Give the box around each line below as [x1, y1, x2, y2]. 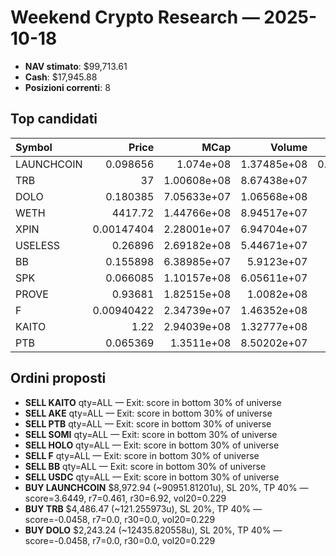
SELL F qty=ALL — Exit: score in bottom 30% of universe [24, 449, 260, 461]
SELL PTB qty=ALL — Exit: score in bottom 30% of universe [24, 417, 272, 430]
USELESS [15, 238, 60, 252]
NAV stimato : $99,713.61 [24, 60, 128, 72]
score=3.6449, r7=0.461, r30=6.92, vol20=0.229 [24, 492, 227, 504]
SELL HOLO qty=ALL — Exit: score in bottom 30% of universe [24, 439, 280, 451]
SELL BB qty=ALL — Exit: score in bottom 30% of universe [24, 460, 267, 472]
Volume [270, 140, 308, 154]
